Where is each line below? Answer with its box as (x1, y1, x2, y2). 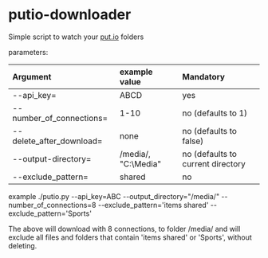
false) (182, 135, 204, 147)
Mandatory (182, 71, 226, 82)
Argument (12, 71, 52, 82)
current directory (182, 158, 246, 169)
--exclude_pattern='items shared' (97, 200, 209, 209)
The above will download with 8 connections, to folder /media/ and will (8, 224, 241, 233)
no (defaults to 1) (182, 107, 248, 119)
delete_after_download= (12, 135, 103, 147)
